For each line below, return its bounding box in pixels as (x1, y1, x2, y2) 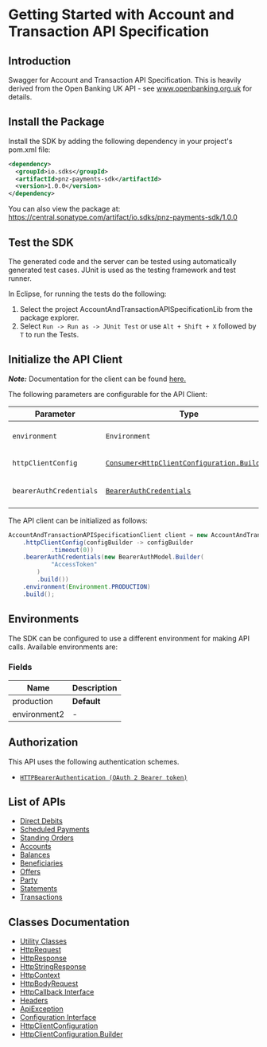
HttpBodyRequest (19, 979, 79, 988)
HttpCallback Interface (19, 987, 95, 997)
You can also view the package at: (8, 204, 121, 214)
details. (8, 92, 33, 101)
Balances (19, 850, 50, 860)
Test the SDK (8, 235, 74, 249)
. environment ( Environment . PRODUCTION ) (22, 582, 151, 590)
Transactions (19, 893, 63, 902)
